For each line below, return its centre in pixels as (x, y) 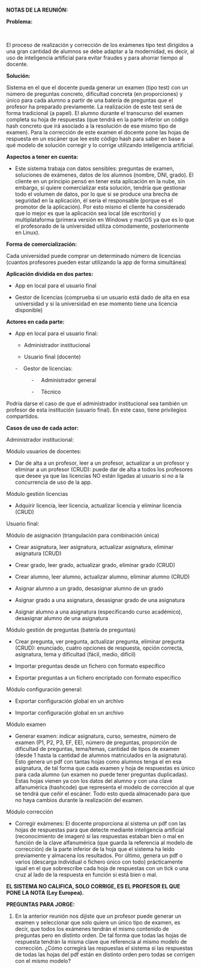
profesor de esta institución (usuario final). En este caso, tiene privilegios (97, 410)
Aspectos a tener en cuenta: (42, 157)
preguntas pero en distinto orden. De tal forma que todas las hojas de (101, 935)
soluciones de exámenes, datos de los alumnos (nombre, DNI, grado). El (104, 175)
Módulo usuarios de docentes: (44, 451)
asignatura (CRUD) (38, 553)
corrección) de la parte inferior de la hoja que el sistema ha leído (95, 849)
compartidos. (23, 416)
